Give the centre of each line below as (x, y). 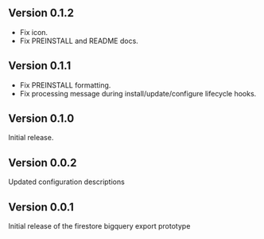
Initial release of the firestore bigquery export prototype (99, 226)
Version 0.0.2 (43, 163)
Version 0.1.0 (41, 119)
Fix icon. (34, 32)
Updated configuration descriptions (66, 182)
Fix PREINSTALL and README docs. (79, 41)
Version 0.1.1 (40, 66)
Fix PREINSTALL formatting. (65, 85)
